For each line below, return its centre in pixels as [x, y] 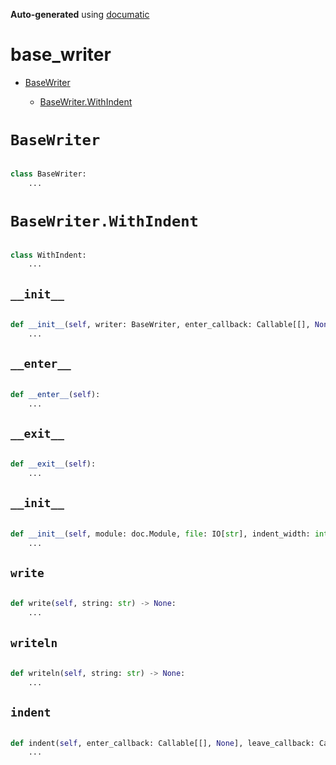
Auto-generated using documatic [80, 14]
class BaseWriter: [48, 174]
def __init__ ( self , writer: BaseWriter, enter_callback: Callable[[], [160, 325]
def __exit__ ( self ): [53, 464]
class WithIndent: [48, 255]
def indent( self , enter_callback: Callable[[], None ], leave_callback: [162, 743]
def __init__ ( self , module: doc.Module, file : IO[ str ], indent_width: [160, 534]
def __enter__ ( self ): [55, 394]
